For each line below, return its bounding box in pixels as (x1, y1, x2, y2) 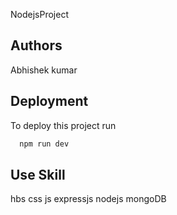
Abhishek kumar (10, 64, 78, 76)
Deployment (10, 93, 89, 110)
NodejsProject (10, 9, 69, 20)
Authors (10, 37, 63, 54)
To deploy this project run (10, 119, 117, 131)
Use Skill (10, 166, 66, 183)
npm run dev (19, 139, 70, 149)
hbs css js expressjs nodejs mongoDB (10, 193, 167, 205)
